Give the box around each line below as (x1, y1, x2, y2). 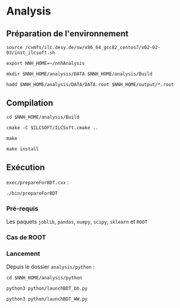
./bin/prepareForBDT (6, 190, 59, 196)
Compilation (6, 98, 53, 109)
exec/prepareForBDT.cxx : (6, 178, 69, 186)
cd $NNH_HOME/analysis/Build (6, 114, 80, 120)
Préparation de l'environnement (6, 28, 129, 39)
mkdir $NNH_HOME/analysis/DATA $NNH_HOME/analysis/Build (6, 71, 153, 77)
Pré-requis (6, 204, 39, 213)
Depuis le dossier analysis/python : (6, 263, 95, 270)
